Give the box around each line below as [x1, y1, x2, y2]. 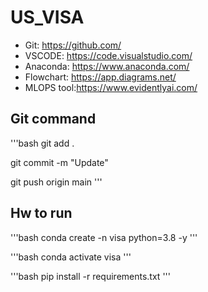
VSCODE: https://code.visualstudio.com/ [24, 49, 193, 61]
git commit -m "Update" [10, 156, 109, 168]
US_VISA [10, 6, 85, 29]
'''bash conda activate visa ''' [10, 251, 132, 263]
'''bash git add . [10, 137, 75, 149]
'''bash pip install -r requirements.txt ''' [10, 270, 171, 282]
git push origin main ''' [10, 176, 103, 188]
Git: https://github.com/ [24, 39, 122, 51]
